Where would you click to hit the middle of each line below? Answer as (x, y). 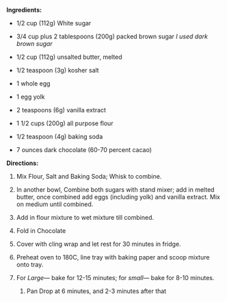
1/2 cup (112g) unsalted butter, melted (69, 57)
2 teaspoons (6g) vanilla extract (61, 110)
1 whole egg (33, 84)
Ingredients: (24, 10)
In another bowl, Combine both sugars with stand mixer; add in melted (115, 190)
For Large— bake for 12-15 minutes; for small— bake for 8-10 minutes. (115, 278)
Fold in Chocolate (41, 231)
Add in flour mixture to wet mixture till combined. (85, 217)
